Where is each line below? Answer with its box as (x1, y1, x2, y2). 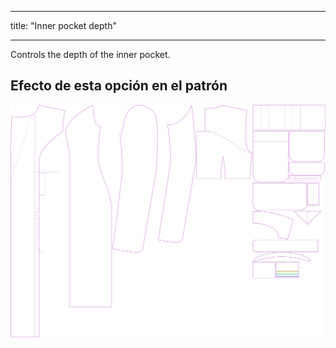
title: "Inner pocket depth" (10, 20, 117, 31)
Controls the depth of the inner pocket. (10, 49, 171, 60)
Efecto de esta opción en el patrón (10, 77, 228, 95)
